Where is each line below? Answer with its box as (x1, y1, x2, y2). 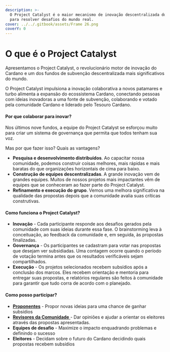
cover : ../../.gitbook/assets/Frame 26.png (5, 21, 99, 27)
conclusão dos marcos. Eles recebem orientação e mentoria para (12, 269, 149, 275)
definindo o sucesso (12, 330, 56, 336)
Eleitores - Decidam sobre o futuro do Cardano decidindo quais (12, 335, 146, 341)
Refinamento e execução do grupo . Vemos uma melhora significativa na (12, 187, 165, 193)
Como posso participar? (5, 292, 57, 298)
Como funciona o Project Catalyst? (5, 209, 80, 216)
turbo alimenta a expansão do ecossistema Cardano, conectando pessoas (5, 91, 160, 97)
